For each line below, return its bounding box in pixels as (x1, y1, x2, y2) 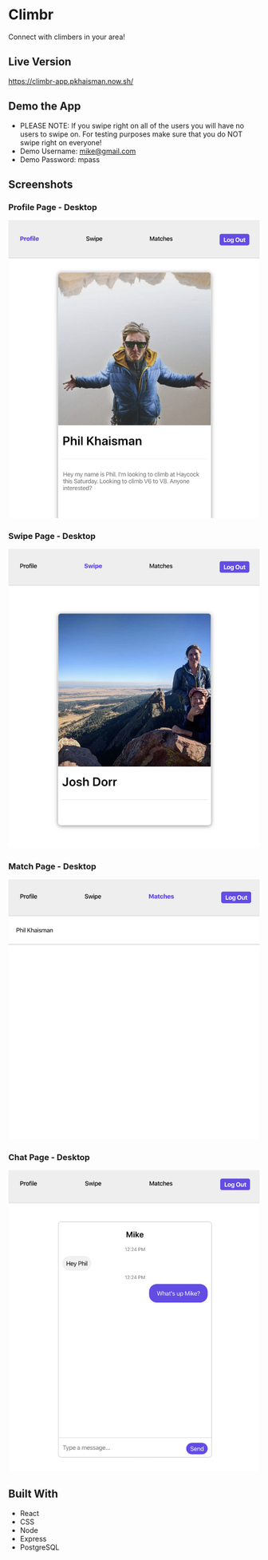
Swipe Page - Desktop (8, 530, 96, 541)
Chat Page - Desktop (8, 1152, 90, 1163)
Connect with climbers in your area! (8, 32, 126, 42)
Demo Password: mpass (19, 154, 100, 164)
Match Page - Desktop (8, 861, 97, 872)
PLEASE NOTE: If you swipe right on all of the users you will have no (19, 121, 245, 130)
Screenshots (8, 177, 73, 191)
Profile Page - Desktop (8, 201, 97, 212)
